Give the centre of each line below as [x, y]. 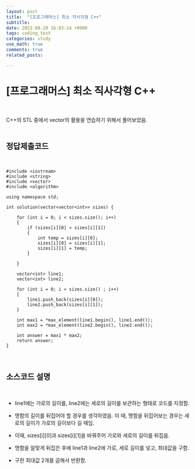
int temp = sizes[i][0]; [68, 238]
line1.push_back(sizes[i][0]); [65, 300]
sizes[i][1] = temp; [62, 249]
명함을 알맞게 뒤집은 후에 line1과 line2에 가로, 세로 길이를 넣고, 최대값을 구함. [102, 448]
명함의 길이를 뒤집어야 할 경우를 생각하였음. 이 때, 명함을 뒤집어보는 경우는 [99, 416]
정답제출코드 [27, 146]
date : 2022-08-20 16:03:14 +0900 [47, 28]
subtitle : [18, 22]
